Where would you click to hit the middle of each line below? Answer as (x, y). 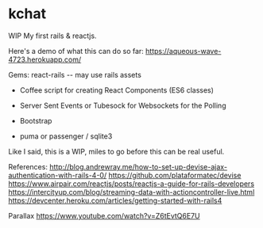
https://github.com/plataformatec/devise (175, 175)
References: (28, 166)
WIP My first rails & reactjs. (52, 36)
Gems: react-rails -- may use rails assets (75, 74)
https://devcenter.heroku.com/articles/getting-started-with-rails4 (115, 200)
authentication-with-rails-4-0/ (58, 175)
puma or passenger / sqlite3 (66, 136)
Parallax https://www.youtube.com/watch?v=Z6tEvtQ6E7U (104, 215)
